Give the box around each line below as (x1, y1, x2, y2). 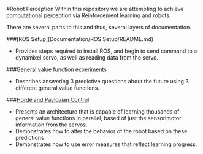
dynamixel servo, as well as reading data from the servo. (15, 54, 159, 61)
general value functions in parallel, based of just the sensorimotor (15, 115, 182, 121)
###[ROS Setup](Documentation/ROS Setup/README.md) (6, 36, 154, 42)
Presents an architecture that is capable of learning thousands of (15, 108, 180, 115)
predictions (15, 134, 44, 141)
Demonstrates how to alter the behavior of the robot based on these (15, 128, 188, 134)
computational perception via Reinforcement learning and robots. (6, 12, 171, 19)
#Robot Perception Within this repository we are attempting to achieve (6, 6, 184, 12)
